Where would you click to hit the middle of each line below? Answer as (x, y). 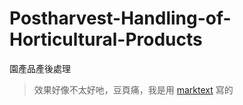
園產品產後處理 (40, 68)
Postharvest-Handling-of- (120, 18)
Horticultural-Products (106, 39)
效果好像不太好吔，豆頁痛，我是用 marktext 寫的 (133, 89)
